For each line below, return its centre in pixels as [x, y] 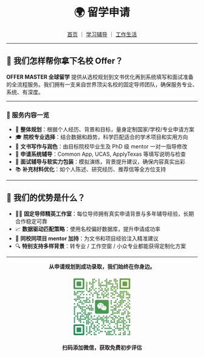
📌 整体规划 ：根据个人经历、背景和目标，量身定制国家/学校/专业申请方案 [105, 130]
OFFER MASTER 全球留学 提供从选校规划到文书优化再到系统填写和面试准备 [100, 77]
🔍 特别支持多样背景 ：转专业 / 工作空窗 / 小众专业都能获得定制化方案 [100, 246]
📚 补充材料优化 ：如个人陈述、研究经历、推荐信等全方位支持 [90, 169]
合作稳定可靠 [31, 221]
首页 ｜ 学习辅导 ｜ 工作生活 [102, 34]
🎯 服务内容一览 [28, 115]
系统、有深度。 [25, 92]
